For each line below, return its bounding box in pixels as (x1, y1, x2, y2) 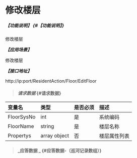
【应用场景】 (5, 47, 32, 53)
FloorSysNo (8, 113, 36, 120)
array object (40, 132, 70, 139)
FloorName (8, 123, 34, 130)
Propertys (8, 132, 31, 139)
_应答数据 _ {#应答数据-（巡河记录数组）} (17, 147, 102, 153)
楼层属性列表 (99, 132, 130, 139)
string (40, 123, 54, 130)
